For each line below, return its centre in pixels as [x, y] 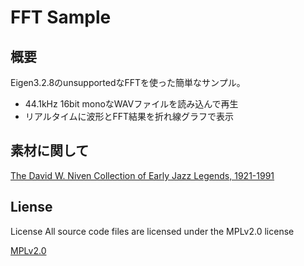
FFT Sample [61, 17]
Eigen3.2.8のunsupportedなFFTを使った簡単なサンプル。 [128, 82]
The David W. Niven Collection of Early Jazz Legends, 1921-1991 [142, 175]
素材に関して [50, 151]
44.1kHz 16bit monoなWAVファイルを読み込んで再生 [131, 104]
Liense [31, 207]
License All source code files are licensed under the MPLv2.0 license [152, 231]
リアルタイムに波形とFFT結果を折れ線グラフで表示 [129, 116]
